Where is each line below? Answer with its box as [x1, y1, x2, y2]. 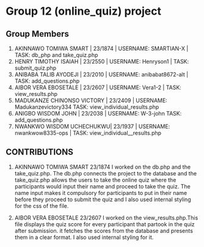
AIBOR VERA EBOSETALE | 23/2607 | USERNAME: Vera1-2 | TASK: [14, 84, 181, 91]
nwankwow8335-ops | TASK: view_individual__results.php [14, 130, 162, 136]
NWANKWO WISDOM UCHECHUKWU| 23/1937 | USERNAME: [14, 123, 170, 130]
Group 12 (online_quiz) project [5, 4, 162, 18]
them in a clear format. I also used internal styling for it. [14, 234, 154, 241]
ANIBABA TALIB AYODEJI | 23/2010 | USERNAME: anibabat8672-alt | [14, 71, 189, 78]
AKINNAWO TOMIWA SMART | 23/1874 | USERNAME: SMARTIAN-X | [14, 45, 189, 52]
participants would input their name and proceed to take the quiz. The [14, 182, 191, 190]
